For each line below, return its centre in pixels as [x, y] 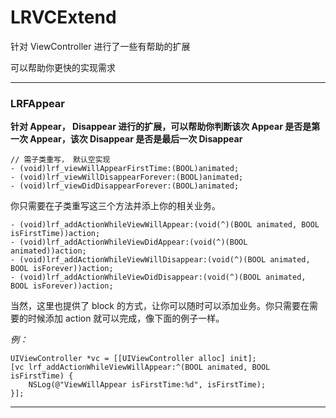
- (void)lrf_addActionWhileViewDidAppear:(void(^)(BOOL [129, 242]
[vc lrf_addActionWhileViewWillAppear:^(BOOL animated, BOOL [140, 367]
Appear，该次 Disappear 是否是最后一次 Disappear [136, 139]
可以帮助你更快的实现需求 [63, 67]
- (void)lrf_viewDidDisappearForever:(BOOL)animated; [125, 186]
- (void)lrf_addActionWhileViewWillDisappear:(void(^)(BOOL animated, [160, 260]
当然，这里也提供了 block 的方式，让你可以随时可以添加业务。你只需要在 [160, 306]
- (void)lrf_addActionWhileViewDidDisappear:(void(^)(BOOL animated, [158, 277]
